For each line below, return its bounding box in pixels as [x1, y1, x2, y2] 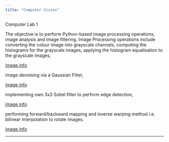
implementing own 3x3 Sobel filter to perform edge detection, [5, 91, 133, 97]
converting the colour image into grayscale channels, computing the [5, 41, 147, 48]
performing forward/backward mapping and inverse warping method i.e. [5, 111, 155, 117]
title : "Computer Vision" [5, 7, 59, 13]
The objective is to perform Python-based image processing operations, [5, 31, 155, 37]
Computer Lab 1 [5, 21, 38, 27]
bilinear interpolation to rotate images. [5, 116, 84, 122]
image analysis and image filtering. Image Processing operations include [5, 36, 156, 42]
